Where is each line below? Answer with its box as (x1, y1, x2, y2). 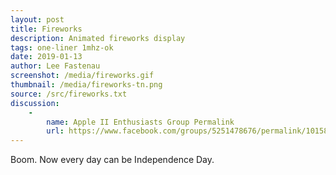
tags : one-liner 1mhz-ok (10, 42, 114, 53)
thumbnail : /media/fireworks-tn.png (10, 80, 163, 90)
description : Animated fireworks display (10, 33, 186, 43)
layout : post (10, 14, 65, 25)
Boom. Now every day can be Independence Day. (10, 154, 215, 166)
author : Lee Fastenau (10, 61, 101, 71)
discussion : (10, 98, 60, 108)
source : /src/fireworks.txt (10, 89, 128, 99)
